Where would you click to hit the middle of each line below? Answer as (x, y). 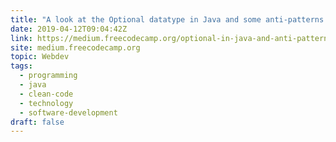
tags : (21, 66)
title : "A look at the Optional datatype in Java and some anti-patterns (167, 19)
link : (21, 38)
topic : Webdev (40, 57)
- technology (46, 103)
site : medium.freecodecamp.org (75, 47)
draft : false (37, 122)
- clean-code (46, 94)
